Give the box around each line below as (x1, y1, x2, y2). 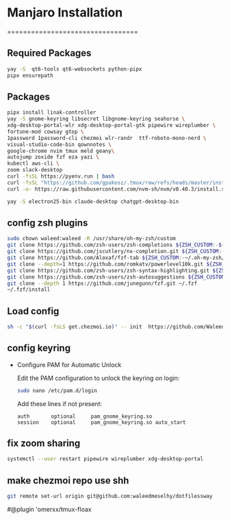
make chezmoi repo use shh (7, 475, 129, 486)
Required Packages (7, 47, 92, 59)
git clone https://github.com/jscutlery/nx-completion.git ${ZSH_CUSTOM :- (7, 248, 225, 255)
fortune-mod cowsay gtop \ (7, 128, 84, 135)
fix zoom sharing (7, 438, 81, 449)
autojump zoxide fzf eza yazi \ (7, 154, 99, 161)
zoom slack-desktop (7, 167, 63, 174)
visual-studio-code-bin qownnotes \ (7, 141, 112, 148)
